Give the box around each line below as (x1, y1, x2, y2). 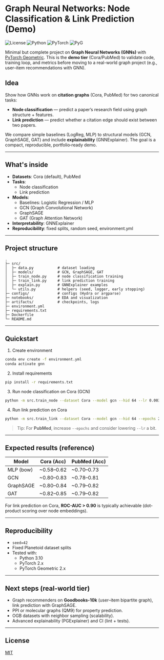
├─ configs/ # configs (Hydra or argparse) (5, 291, 121, 296)
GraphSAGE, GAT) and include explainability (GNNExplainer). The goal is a (5, 137, 156, 142)
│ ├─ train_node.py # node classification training (5, 274, 123, 279)
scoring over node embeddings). (21, 508, 88, 514)
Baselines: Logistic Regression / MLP (19, 200, 94, 205)
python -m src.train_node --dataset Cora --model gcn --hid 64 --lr (5, 398, 147, 403)
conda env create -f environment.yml (5, 357, 82, 362)
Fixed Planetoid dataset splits (12, 545, 72, 551)
